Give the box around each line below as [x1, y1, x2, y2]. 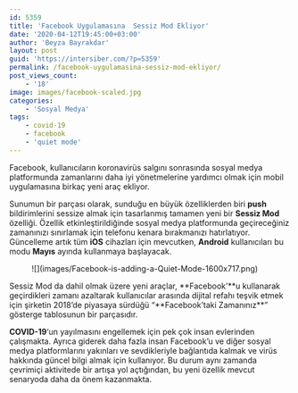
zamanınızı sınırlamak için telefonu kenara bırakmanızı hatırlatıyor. [9, 227, 251, 238]
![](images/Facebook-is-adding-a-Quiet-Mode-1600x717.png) [31, 263, 259, 273]
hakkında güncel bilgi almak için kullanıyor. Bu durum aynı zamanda [9, 355, 257, 365]
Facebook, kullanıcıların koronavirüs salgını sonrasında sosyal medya [9, 162, 263, 172]
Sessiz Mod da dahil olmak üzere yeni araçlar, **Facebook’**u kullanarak [9, 280, 281, 291]
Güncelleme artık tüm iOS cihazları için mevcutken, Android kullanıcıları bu [9, 236, 284, 247]
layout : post [9, 46, 58, 55]
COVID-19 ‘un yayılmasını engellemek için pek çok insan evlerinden [9, 326, 255, 337]
